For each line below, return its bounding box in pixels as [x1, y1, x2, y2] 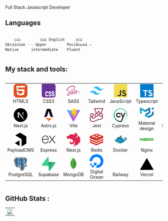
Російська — [66, 42, 91, 47]
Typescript [135, 98, 158, 104]
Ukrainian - [5, 42, 30, 47]
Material [138, 120, 155, 126]
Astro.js [40, 123, 56, 129]
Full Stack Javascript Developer [5, 5, 71, 10]
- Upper [30, 42, 47, 47]
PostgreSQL [8, 171, 33, 177]
